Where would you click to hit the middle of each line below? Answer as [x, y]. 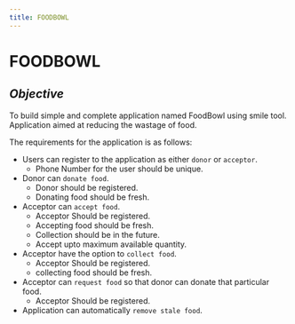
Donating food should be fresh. [92, 197]
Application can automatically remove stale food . [112, 310]
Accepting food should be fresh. [94, 225]
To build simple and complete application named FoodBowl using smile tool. [148, 115]
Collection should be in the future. [97, 234]
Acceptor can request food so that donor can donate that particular [145, 281]
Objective [36, 94]
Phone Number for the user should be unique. [119, 169]
